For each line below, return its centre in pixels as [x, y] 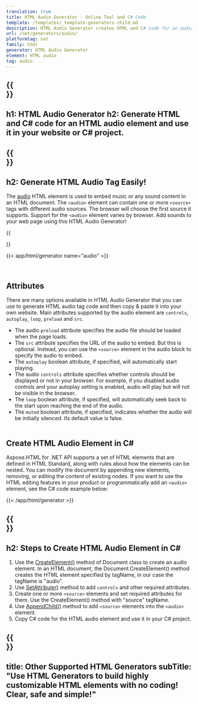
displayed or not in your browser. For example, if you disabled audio [97, 381]
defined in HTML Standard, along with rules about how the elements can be [98, 464]
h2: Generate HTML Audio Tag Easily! [76, 182]
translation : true [29, 12]
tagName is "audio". [39, 581]
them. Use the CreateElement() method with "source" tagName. [92, 600]
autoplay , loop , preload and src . [45, 319]
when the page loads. [41, 337]
